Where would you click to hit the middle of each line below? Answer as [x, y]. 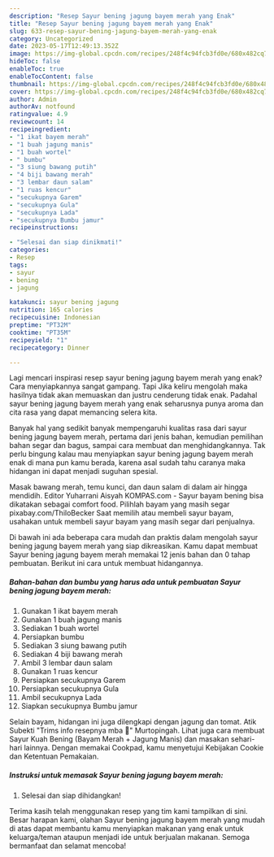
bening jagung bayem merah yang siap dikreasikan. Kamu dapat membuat [134, 546]
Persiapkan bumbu [52, 637]
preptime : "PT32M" [40, 325]
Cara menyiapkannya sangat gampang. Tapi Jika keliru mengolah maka [128, 386]
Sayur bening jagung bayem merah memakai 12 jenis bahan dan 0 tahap [130, 555]
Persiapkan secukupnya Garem [73, 681]
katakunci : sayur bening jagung [64, 302]
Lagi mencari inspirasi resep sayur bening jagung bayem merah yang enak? [136, 378]
